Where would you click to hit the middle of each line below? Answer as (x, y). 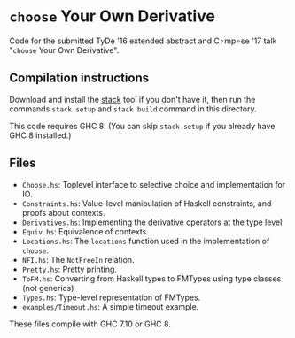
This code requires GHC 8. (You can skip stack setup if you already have (142, 126)
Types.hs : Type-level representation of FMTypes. (111, 297)
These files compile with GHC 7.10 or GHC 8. (90, 324)
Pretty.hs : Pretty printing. (70, 269)
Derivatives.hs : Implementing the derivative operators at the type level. (153, 222)
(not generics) (48, 288)
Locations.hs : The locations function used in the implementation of (146, 241)
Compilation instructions (79, 78)
